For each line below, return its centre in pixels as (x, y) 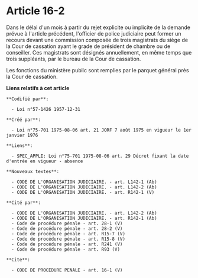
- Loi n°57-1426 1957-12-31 (46, 109)
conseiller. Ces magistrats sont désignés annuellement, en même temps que (99, 52)
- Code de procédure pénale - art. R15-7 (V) (69, 234)
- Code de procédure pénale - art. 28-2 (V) (67, 229)
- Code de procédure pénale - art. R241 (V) (67, 244)
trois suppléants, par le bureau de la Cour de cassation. (74, 59)
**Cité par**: (24, 203)
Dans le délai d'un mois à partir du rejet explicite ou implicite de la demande (98, 27)
